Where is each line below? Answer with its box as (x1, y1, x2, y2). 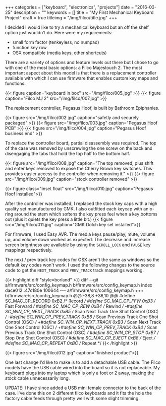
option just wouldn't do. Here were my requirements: (5, 30, 113, 35)
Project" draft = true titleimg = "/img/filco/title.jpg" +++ (5, 15, 117, 20)
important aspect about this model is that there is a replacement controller (5, 70, 157, 76)
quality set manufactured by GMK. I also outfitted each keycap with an (5, 206, 149, 211)
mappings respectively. (5, 247, 53, 253)
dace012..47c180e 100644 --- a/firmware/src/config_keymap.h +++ (5, 287, 144, 293)
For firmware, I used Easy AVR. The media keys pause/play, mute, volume (5, 231, 156, 237)
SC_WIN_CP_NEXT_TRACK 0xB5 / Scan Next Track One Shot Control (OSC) (5, 309, 159, 314)
